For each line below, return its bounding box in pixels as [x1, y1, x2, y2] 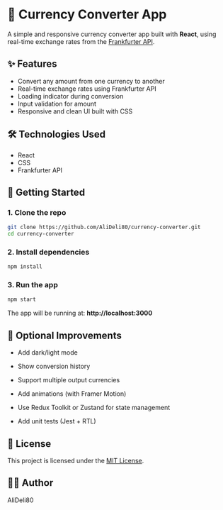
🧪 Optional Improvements [7, 329, 122, 341]
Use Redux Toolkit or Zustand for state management [17, 404, 171, 412]
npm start [7, 296, 37, 304]
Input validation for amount [17, 99, 97, 108]
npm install [7, 263, 42, 270]
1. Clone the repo [7, 207, 67, 217]
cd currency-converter [7, 231, 74, 238]
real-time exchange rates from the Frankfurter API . [7, 37, 155, 45]
